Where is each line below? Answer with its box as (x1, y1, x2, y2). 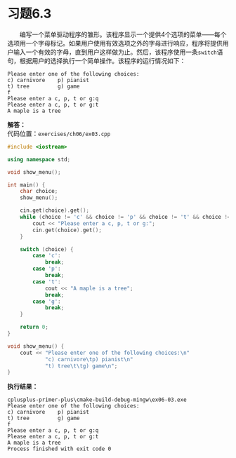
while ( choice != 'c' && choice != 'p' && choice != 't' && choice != (20, 214, 231, 221)
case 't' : (32, 278, 61, 285)
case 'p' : (32, 265, 61, 273)
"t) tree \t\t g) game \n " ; (44, 362, 118, 370)
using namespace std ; (7, 156, 71, 163)
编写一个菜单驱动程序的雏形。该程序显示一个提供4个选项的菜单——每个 (20, 30, 227, 39)
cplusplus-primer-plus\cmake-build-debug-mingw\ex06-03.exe (7, 396, 188, 403)
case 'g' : (32, 298, 61, 305)
